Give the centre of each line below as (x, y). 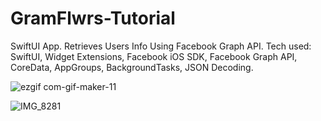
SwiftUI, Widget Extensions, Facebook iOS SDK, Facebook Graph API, (154, 56)
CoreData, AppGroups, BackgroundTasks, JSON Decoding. (132, 67)
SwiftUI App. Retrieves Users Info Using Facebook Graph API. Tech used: (161, 46)
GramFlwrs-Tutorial (93, 18)
